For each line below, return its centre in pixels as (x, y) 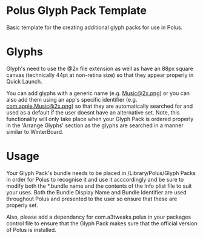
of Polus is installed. (31, 230)
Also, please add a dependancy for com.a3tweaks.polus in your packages (99, 217)
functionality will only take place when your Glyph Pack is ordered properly (100, 119)
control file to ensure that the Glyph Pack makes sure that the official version (102, 223)
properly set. (22, 205)
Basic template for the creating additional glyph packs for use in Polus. (95, 27)
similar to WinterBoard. (35, 131)
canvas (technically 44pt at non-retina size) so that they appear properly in (100, 75)
